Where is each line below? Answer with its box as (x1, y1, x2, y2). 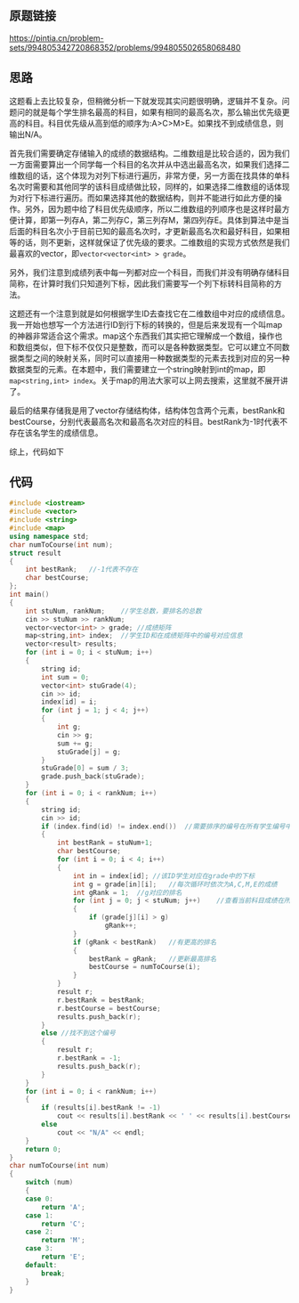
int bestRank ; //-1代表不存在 (25, 565, 139, 574)
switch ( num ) (25, 1178, 74, 1187)
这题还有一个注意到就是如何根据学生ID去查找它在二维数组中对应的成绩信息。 (9, 308, 290, 319)
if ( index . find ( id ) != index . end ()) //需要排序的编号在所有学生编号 (41, 822, 286, 831)
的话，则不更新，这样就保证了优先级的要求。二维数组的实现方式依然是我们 (16, 237, 290, 248)
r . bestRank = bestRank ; (56, 996, 145, 1005)
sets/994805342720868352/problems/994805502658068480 (9, 42, 241, 53)
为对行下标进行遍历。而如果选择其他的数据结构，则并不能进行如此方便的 (9, 192, 274, 203)
